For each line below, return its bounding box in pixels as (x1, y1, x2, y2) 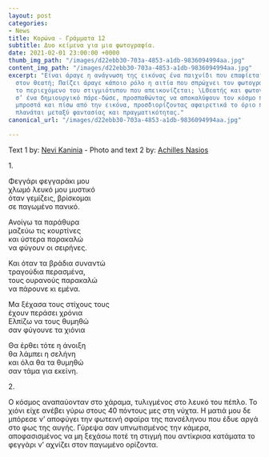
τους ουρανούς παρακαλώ (8, 275, 98, 285)
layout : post (8, 11, 52, 20)
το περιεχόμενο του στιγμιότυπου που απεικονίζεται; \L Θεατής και (15, 86, 242, 95)
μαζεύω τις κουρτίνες (8, 225, 82, 235)
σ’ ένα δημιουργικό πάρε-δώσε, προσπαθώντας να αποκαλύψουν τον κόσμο (15, 94, 256, 102)
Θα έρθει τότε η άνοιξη (8, 340, 86, 350)
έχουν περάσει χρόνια (8, 308, 83, 317)
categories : (8, 19, 48, 27)
